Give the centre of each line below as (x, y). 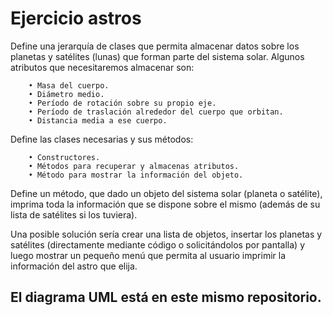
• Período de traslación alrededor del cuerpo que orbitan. (156, 112)
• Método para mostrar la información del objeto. (136, 175)
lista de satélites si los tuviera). (74, 214)
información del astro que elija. (74, 266)
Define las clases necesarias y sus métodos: (102, 139)
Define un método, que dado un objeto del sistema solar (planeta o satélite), (166, 193)
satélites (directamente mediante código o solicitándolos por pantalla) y (157, 244)
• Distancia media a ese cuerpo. (98, 120)
